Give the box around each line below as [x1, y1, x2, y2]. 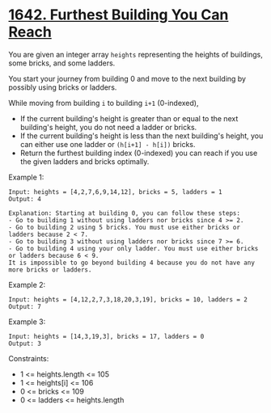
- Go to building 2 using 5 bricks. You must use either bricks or [8, 223, 241, 231]
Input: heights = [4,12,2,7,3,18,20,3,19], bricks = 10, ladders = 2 [8, 295, 248, 304]
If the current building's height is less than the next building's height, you [19, 131, 264, 141]
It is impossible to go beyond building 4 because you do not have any [8, 259, 255, 267]
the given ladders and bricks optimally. [19, 156, 150, 166]
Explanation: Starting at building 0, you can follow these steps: [8, 209, 241, 217]
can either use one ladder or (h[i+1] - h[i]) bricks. [19, 139, 196, 149]
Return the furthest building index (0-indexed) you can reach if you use [19, 148, 258, 158]
